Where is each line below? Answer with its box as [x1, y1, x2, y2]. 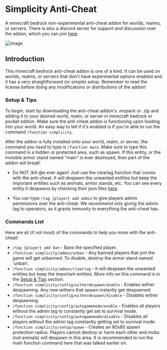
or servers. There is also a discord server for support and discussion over [5, 25, 157, 31]
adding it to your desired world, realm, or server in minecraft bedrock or [5, 113, 153, 119]
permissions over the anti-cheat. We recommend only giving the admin [12, 201, 159, 207]
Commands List [5, 218, 44, 225]
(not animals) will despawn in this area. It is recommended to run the [12, 335, 154, 341]
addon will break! [5, 160, 41, 166]
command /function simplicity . [5, 129, 73, 135]
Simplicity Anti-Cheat [5, 3, 97, 15]
